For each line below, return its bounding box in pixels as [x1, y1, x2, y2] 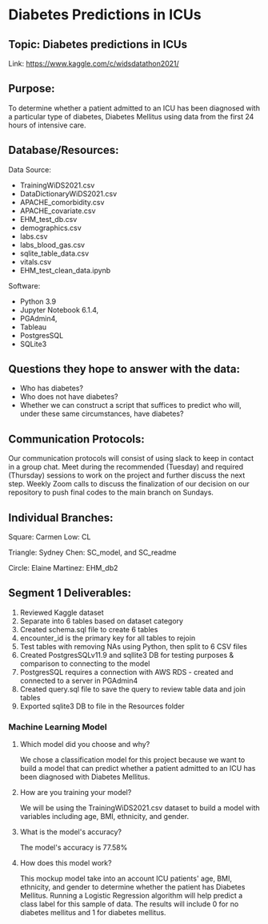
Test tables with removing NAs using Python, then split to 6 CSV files [19, 641, 248, 651]
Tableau [19, 322, 47, 332]
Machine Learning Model [8, 721, 107, 732]
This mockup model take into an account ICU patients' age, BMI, [19, 874, 232, 883]
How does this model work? [19, 858, 112, 868]
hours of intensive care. [8, 120, 86, 130]
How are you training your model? [19, 788, 132, 797]
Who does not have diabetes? [19, 392, 118, 401]
